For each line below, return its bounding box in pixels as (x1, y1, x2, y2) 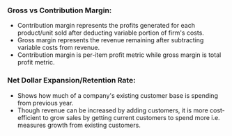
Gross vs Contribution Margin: (7, 6, 112, 15)
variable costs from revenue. (17, 44, 100, 52)
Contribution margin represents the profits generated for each (17, 22, 195, 30)
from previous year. (17, 99, 74, 107)
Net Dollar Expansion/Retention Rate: (7, 76, 136, 85)
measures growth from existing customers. (17, 121, 141, 129)
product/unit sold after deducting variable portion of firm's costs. (17, 28, 204, 37)
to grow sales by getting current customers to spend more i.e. (42, 113, 221, 121)
